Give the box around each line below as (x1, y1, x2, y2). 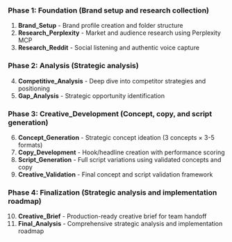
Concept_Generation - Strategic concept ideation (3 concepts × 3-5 (17, 133, 215, 141)
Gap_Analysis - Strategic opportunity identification (17, 91, 165, 99)
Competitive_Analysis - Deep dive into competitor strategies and (17, 76, 206, 85)
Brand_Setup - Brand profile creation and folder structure (17, 22, 183, 30)
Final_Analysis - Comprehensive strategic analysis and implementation (17, 220, 223, 228)
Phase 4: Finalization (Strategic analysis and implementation (8, 187, 217, 197)
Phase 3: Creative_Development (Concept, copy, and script (8, 108, 213, 118)
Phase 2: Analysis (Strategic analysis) (8, 61, 139, 71)
